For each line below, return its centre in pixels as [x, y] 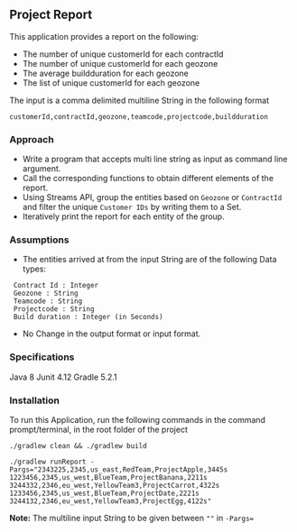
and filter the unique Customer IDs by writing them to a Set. [132, 207]
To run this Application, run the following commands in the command [138, 420]
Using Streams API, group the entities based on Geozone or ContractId [152, 197]
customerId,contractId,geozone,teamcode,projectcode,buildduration [139, 116]
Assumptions [39, 240]
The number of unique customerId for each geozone [120, 63]
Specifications [42, 357]
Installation [35, 400]
